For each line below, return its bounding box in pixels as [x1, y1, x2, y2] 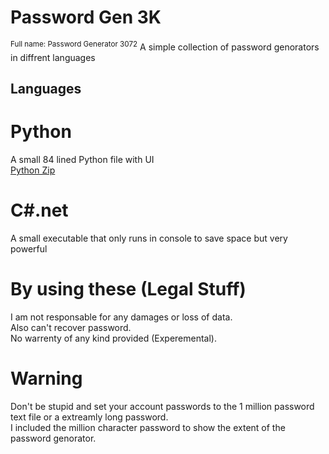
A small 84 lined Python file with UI [10, 153, 155, 165]
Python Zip [10, 164, 56, 176]
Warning [10, 367, 83, 390]
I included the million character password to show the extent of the [10, 421, 286, 433]
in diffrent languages [10, 51, 96, 63]
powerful [10, 242, 48, 255]
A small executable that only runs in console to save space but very [10, 232, 288, 244]
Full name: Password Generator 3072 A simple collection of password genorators [10, 39, 320, 53]
